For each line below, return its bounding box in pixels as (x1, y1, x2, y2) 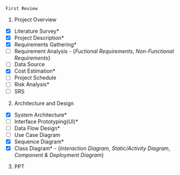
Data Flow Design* (14, 124, 61, 132)
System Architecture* (14, 111, 67, 118)
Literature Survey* (14, 27, 59, 35)
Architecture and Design (14, 99, 74, 107)
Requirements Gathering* (14, 41, 77, 48)
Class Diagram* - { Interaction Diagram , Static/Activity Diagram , (14, 145, 170, 152)
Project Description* (14, 35, 64, 42)
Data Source (14, 61, 45, 68)
